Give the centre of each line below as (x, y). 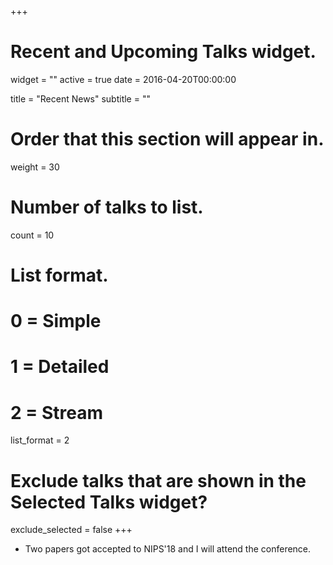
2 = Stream (56, 412)
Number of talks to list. (107, 207)
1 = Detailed (60, 367)
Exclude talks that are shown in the (158, 480)
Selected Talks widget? (109, 502)
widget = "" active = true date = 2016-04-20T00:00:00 (123, 79)
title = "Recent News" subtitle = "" (80, 98)
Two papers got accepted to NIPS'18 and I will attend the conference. (168, 549)
